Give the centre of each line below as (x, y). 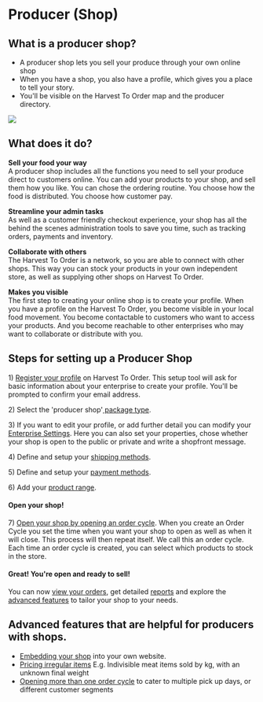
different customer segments (66, 689)
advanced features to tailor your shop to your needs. (93, 600)
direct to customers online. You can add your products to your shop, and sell (132, 179)
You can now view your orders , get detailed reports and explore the (117, 592)
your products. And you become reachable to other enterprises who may (126, 325)
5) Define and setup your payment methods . (80, 472)
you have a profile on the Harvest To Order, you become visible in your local (131, 309)
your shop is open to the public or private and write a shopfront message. (127, 442)
